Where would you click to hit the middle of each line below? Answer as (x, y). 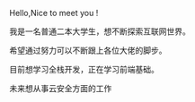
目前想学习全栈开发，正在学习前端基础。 (84, 69)
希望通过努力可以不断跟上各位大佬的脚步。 (88, 50)
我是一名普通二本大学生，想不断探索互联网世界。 (100, 31)
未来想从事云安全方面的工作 (61, 88)
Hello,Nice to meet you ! (54, 13)
